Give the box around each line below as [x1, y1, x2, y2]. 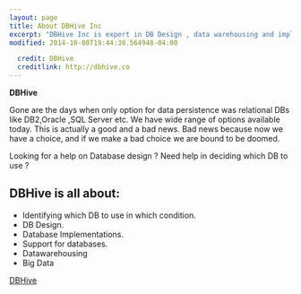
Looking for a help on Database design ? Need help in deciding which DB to [9, 151, 288, 161]
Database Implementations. [21, 229, 124, 239]
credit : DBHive [17, 55, 74, 64]
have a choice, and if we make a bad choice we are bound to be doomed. [9, 134, 280, 143]
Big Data [21, 257, 55, 268]
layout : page [9, 13, 58, 22]
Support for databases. [21, 238, 108, 249]
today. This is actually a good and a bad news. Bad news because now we [9, 124, 284, 134]
